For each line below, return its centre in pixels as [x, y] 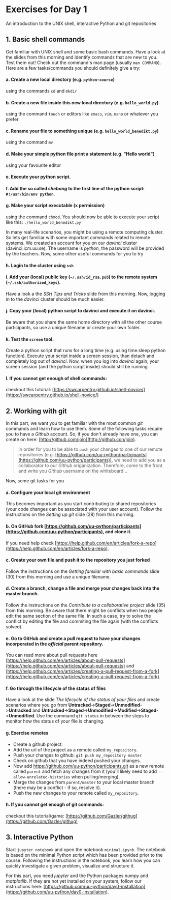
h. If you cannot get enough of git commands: [55, 804]
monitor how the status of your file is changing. [55, 721]
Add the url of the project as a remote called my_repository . [75, 749]
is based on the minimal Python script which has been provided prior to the [84, 855]
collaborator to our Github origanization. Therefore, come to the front [90, 466]
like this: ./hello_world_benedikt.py [43, 222]
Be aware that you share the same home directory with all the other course [84, 322]
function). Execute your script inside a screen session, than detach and [80, 356]
